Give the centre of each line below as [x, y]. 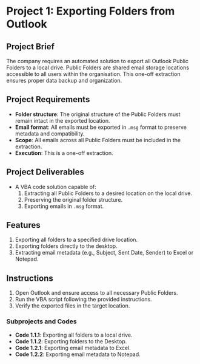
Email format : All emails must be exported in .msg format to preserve [101, 127]
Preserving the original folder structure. [73, 199]
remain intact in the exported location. [62, 120]
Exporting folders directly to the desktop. [66, 246]
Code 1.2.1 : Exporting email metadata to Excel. [73, 348]
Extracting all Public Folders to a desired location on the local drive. [108, 193]
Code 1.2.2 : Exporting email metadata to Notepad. [78, 354]
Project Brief [30, 46]
